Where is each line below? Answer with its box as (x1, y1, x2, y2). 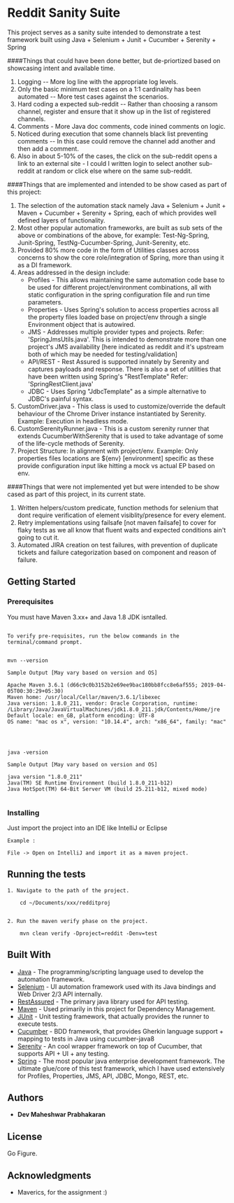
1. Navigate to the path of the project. (7, 887, 130, 894)
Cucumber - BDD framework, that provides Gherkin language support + (17, 1027, 224, 1035)
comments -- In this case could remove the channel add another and (17, 136, 216, 145)
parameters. (27, 297, 64, 306)
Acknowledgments (7, 1169, 92, 1181)
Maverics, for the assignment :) (17, 1188, 108, 1196)
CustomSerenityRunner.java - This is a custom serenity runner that (17, 424, 210, 432)
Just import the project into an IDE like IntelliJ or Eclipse (7, 824, 168, 832)
